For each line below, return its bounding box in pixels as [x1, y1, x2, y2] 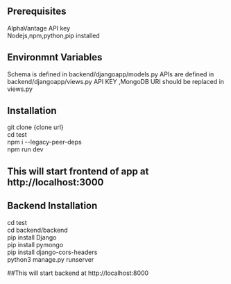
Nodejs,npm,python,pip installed [7, 31, 101, 40]
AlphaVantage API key [7, 24, 71, 32]
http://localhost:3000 [7, 176, 104, 188]
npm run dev [7, 145, 44, 153]
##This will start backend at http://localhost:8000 [7, 269, 149, 277]
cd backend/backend [7, 226, 68, 234]
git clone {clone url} [7, 123, 64, 131]
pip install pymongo [7, 240, 64, 249]
